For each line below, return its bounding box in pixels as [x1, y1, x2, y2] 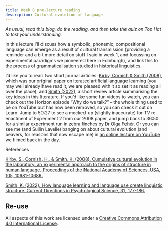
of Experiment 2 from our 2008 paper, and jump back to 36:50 [28, 115, 159, 121]
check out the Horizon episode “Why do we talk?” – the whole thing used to [5, 99, 163, 105]
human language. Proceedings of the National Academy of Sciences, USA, [5, 167, 161, 173]
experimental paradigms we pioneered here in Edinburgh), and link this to [5, 57, 158, 63]
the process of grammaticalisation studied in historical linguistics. [5, 63, 142, 69]
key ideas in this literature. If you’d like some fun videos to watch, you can [5, 94, 159, 100]
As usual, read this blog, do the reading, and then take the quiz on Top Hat [5, 26, 161, 32]
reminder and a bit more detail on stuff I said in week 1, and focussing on [5, 51, 157, 58]
